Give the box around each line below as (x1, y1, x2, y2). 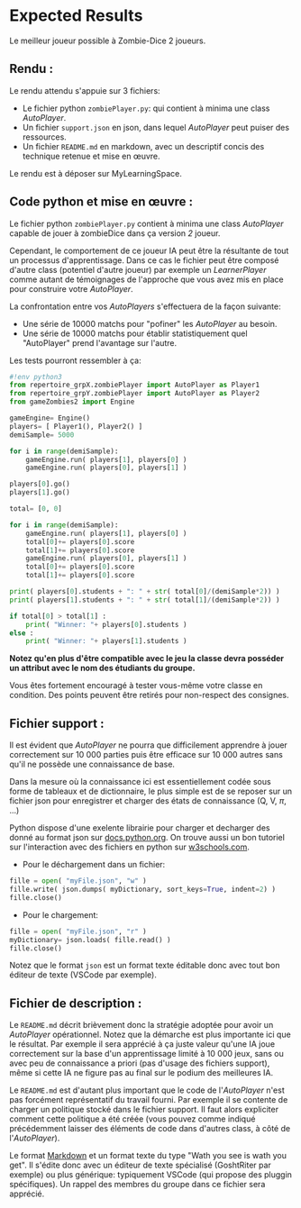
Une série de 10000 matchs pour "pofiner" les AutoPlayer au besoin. (22, 318, 278, 329)
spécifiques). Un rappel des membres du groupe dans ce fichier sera (9, 1179, 266, 1190)
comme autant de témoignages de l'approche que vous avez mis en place (9, 274, 284, 285)
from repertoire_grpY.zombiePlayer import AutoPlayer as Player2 (9, 389, 260, 398)
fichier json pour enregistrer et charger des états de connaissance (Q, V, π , (9, 795, 287, 806)
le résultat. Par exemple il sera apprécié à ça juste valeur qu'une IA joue (9, 1039, 276, 1049)
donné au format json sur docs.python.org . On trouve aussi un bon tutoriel (9, 832, 286, 843)
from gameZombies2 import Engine (9, 397, 135, 406)
